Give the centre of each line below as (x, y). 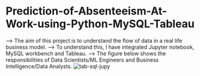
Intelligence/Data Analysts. (39, 66)
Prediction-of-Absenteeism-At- (86, 11)
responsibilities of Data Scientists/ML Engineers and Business (82, 60)
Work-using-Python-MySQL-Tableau (100, 24)
